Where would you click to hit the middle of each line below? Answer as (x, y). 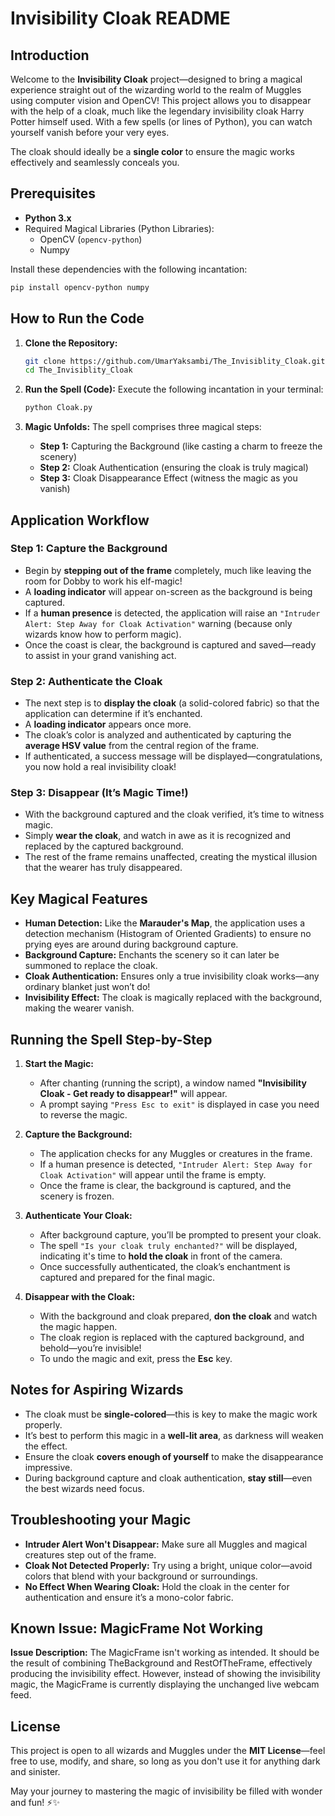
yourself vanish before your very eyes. (90, 132)
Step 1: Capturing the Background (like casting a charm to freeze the (181, 446)
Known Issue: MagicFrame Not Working (137, 1628)
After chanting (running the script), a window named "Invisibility (173, 1083)
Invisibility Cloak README (120, 18)
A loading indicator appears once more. (108, 724)
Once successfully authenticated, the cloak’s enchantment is (165, 1267)
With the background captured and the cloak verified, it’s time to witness (174, 814)
